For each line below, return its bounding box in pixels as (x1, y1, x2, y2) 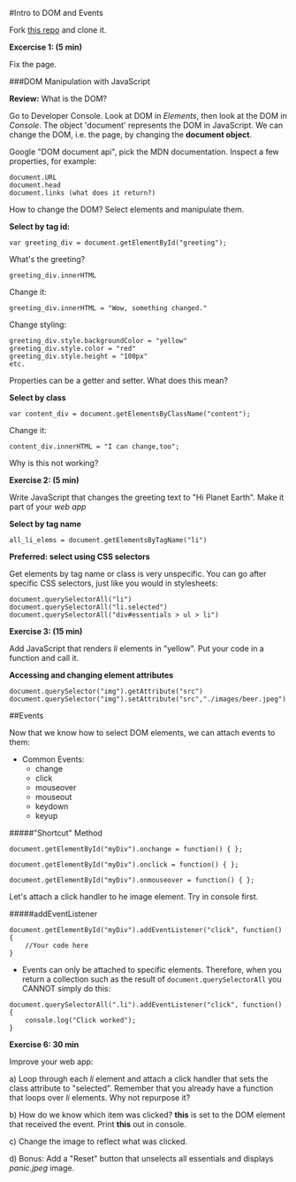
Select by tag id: (9, 222, 71, 231)
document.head (9, 181, 62, 190)
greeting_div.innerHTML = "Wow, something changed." (9, 304, 208, 313)
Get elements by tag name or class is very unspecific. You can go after (9, 569, 267, 579)
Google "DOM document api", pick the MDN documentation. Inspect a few (9, 146, 280, 157)
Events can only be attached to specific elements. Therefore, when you (21, 965, 283, 975)
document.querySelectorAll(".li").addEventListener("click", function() (9, 1000, 283, 1009)
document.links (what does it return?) (9, 189, 156, 198)
